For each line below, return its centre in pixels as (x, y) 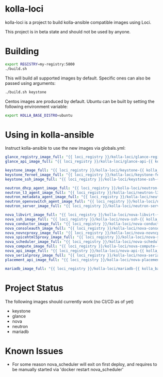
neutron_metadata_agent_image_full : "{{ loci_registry (62, 197)
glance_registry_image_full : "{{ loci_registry (54, 157)
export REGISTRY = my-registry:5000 (40, 64)
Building (22, 51)
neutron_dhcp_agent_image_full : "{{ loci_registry (57, 188)
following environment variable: (36, 106)
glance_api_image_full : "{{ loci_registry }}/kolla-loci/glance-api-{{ (79, 162)
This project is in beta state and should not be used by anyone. (68, 31)
